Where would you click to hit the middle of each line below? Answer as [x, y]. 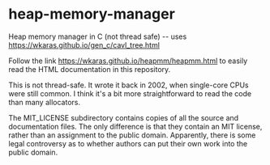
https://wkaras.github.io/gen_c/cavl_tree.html [84, 44]
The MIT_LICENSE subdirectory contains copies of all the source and [124, 117]
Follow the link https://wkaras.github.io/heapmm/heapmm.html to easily [128, 61]
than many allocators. [45, 102]
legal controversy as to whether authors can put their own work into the [128, 143]
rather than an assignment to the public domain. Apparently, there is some [132, 135]
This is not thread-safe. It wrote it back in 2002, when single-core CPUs [129, 85]
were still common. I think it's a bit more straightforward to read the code [130, 93]
